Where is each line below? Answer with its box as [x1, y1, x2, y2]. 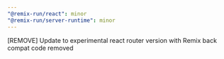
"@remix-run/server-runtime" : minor [7, 17, 116, 24]
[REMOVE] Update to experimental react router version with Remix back [7, 36, 218, 44]
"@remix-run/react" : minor [7, 10, 87, 18]
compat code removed [7, 44, 74, 52]
